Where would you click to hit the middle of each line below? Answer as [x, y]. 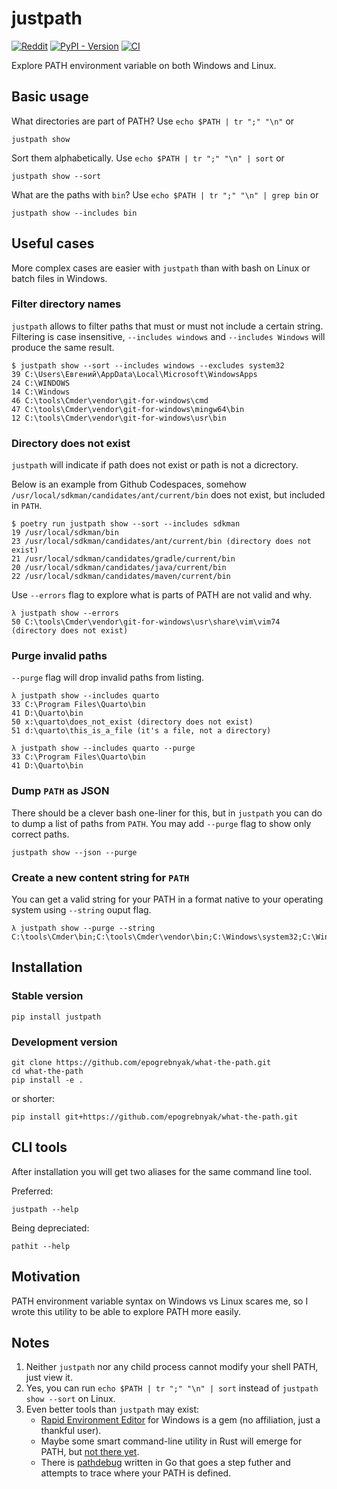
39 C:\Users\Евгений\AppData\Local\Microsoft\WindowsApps [134, 374]
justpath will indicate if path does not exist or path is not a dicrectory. [155, 465]
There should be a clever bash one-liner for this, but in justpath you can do [167, 813]
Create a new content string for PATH [100, 877]
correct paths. [40, 834]
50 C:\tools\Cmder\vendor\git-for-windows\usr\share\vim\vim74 [146, 622]
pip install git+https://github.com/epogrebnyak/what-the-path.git [155, 1117]
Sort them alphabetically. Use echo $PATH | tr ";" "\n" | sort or [148, 158]
